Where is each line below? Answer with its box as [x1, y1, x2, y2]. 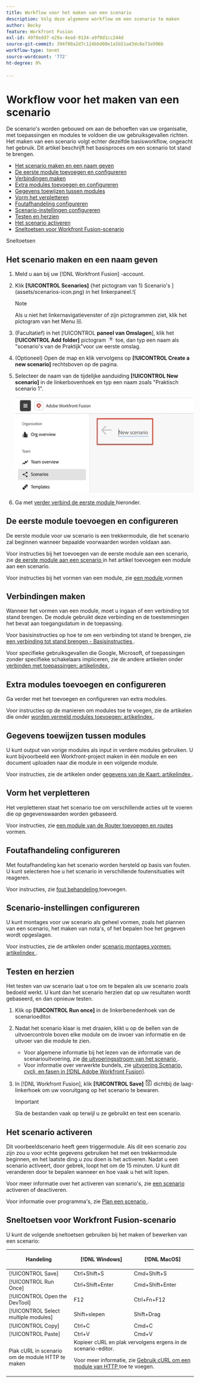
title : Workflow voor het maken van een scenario [6, 10, 132, 16]
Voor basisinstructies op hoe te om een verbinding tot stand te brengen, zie [6, 631, 192, 639]
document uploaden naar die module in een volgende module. [6, 759, 159, 766]
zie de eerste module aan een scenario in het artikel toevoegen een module [6, 556, 191, 563]
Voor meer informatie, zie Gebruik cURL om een [73, 1357, 191, 1364]
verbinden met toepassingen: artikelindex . [6, 662, 111, 669]
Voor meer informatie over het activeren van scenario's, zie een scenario [6, 1180, 185, 1187]
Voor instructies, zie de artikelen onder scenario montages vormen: [6, 943, 171, 950]
